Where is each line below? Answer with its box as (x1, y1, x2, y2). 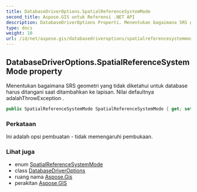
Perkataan (6, 119, 36, 128)
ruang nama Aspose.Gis (14, 173, 73, 180)
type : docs (6, 25, 33, 31)
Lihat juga (6, 148, 35, 156)
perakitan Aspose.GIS (14, 180, 67, 187)
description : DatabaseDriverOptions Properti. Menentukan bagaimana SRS (6, 19, 188, 25)
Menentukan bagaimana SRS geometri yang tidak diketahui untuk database (6, 82, 188, 89)
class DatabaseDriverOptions (14, 167, 86, 174)
